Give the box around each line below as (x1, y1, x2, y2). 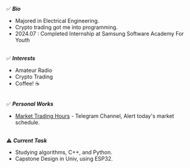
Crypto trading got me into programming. (15, 24, 118, 31)
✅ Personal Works (6, 100, 54, 108)
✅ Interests (6, 54, 36, 62)
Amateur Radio (15, 66, 53, 74)
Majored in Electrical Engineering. (15, 18, 100, 24)
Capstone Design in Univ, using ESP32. (15, 155, 113, 162)
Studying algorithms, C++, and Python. (15, 149, 113, 156)
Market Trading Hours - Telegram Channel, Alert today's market (15, 112, 174, 120)
